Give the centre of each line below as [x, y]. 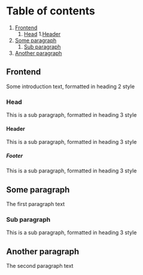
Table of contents [51, 11]
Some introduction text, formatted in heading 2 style [71, 86]
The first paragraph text [36, 204]
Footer [14, 155]
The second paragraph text [40, 266]
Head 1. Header [42, 34]
